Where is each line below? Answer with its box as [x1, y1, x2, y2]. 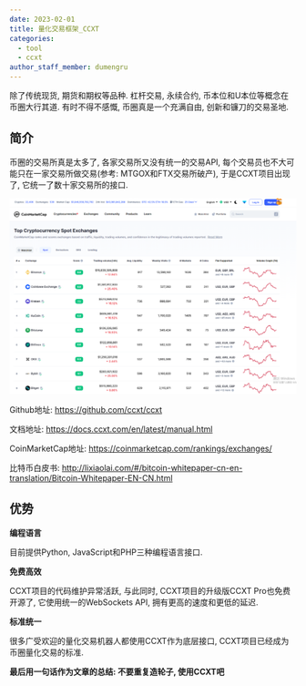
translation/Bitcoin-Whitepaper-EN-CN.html [9, 472, 173, 483]
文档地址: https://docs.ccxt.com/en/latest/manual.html [9, 424, 213, 435]
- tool [17, 44, 43, 53]
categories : [9, 34, 55, 43]
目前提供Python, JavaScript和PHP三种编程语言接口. [9, 547, 203, 558]
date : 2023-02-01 [9, 15, 76, 24]
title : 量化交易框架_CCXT [9, 24, 100, 34]
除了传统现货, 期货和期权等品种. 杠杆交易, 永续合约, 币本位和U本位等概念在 [9, 90, 290, 100]
